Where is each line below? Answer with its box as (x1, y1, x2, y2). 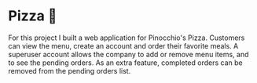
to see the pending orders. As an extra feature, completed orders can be (8, 58, 243, 67)
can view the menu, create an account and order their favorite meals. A (8, 41, 239, 50)
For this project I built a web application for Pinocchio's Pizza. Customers (8, 33, 245, 42)
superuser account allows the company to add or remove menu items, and (8, 49, 249, 59)
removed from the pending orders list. (8, 66, 131, 75)
